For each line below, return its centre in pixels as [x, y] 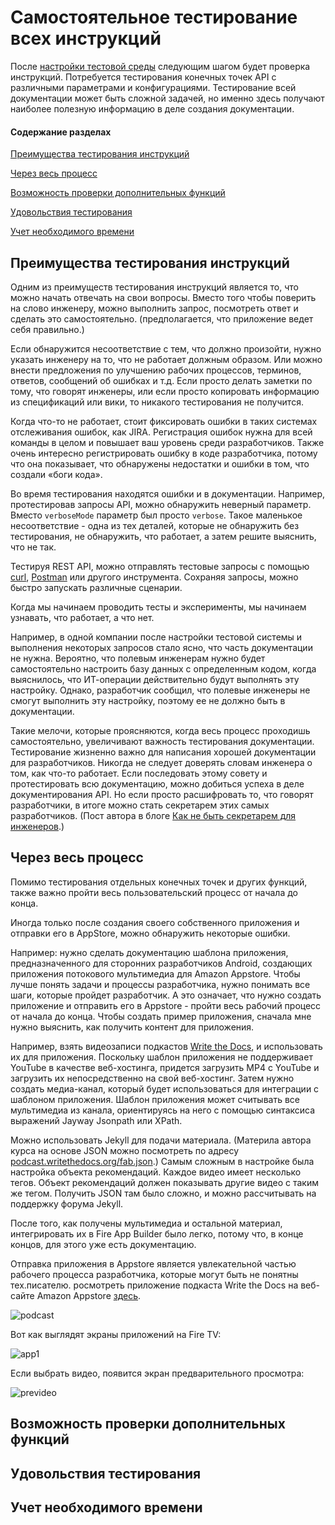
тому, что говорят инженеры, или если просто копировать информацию [165, 391]
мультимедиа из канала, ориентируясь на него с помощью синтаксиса [163, 1110]
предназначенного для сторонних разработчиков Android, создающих [161, 963]
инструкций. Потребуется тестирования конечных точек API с [143, 77]
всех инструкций [86, 38]
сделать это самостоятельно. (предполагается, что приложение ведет [162, 318]
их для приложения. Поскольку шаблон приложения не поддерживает [161, 1057]
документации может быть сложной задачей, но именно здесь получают [167, 98]
